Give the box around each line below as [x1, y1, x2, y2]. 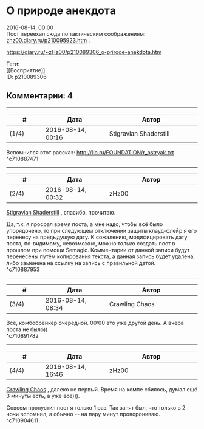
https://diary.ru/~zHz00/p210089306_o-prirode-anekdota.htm [6, 48, 162, 55]
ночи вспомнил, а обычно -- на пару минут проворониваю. [6, 410, 161, 417]
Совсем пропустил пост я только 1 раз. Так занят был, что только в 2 [6, 403, 186, 411]
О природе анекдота [6, 4, 117, 18]
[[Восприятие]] [6, 66, 46, 74]
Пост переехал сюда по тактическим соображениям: [6, 30, 146, 37]
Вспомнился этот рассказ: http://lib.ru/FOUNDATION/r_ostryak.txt [6, 148, 174, 156]
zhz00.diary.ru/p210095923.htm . [6, 36, 90, 44]
